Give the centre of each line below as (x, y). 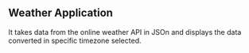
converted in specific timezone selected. (75, 40)
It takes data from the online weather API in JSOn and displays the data (125, 32)
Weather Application (61, 13)
